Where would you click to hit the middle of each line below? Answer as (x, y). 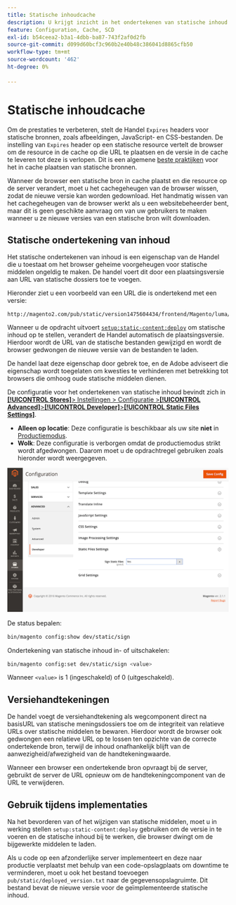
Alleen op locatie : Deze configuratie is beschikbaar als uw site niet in (118, 428)
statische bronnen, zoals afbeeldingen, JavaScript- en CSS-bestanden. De (115, 137)
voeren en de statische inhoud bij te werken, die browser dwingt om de (110, 837)
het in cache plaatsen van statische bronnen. (72, 167)
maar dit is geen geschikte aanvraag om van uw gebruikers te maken (107, 211)
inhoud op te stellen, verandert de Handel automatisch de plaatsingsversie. (116, 335)
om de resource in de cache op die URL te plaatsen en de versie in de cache (118, 152)
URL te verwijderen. (36, 782)
